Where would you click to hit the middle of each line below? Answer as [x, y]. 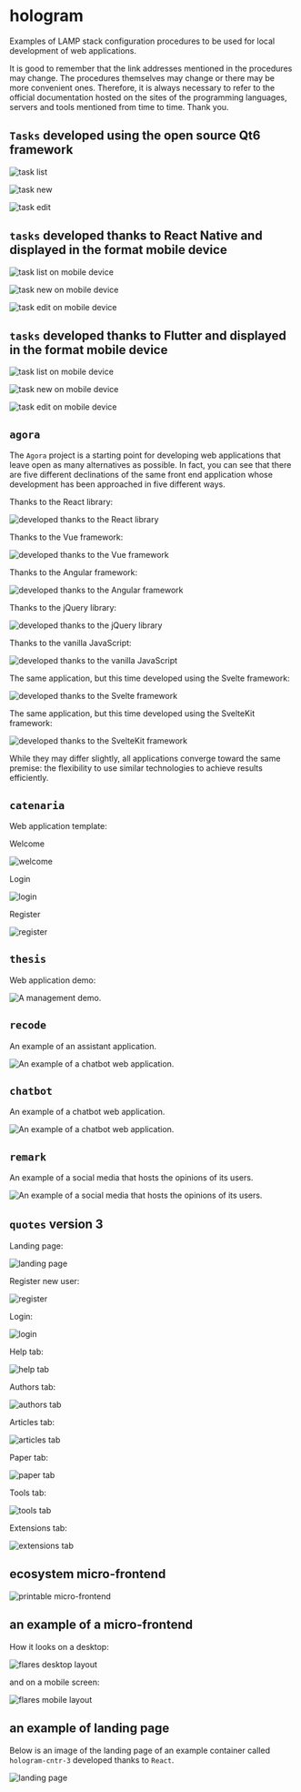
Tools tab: [28, 1493]
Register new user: [45, 1281]
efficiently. [29, 778]
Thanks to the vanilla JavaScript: [70, 643]
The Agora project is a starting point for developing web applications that [145, 455]
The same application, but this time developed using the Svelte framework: [150, 678]
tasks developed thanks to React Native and [136, 236]
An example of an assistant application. [83, 1046]
